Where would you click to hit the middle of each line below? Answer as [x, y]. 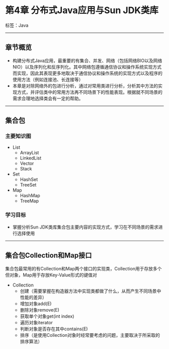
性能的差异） [33, 297]
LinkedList [31, 158]
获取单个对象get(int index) [47, 316]
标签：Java [17, 25]
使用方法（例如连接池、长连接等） [48, 79]
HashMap [30, 196]
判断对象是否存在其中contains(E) [54, 329]
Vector [27, 163]
